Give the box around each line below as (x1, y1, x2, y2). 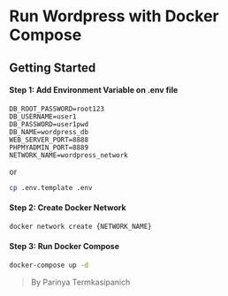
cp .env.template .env (9, 183, 93, 192)
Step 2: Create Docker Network (9, 202, 126, 213)
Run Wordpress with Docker (9, 6, 219, 27)
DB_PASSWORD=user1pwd (9, 119, 89, 129)
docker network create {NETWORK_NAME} (9, 222, 152, 231)
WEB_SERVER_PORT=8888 (9, 135, 89, 144)
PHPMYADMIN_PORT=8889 (9, 143, 89, 152)
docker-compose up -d (9, 261, 89, 269)
